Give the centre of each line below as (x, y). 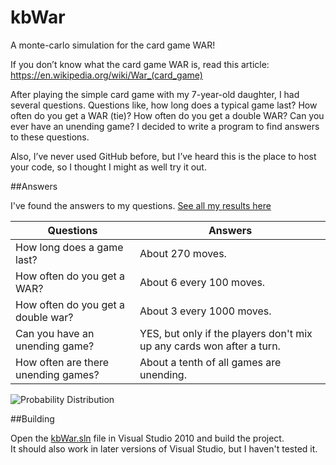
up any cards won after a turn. (210, 346)
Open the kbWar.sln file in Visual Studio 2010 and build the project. (147, 438)
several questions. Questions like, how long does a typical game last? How (164, 105)
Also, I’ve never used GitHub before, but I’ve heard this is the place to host (163, 156)
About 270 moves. (183, 253)
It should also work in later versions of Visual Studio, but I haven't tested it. (164, 448)
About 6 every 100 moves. (202, 282)
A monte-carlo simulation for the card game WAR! (113, 45)
